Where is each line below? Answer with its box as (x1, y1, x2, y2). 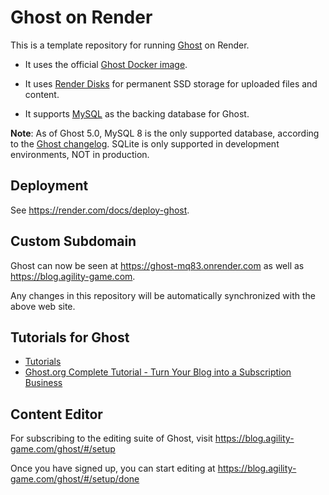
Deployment (10, 177, 89, 195)
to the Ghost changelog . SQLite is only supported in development (10, 137, 280, 150)
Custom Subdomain (10, 233, 137, 250)
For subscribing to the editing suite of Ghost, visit (10, 432, 213, 445)
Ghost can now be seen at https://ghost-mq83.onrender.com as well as (10, 259, 305, 271)
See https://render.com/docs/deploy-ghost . (10, 204, 190, 216)
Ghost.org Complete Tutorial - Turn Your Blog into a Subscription (24, 366, 292, 378)
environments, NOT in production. (10, 148, 150, 160)
